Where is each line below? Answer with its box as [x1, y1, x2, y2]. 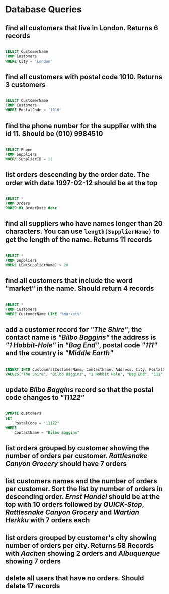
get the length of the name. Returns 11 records [5, 235, 152, 244]
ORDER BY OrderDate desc [5, 206, 57, 211]
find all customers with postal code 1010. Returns [5, 73, 162, 81]
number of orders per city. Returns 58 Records [5, 541, 154, 550]
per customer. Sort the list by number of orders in [5, 485, 163, 493]
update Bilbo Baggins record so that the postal [5, 385, 154, 394]
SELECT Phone [5, 147, 33, 152]
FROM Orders [5, 201, 30, 206]
